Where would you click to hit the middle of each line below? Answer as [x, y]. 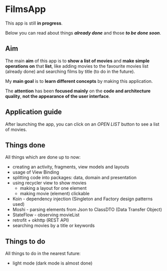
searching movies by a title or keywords [54, 226]
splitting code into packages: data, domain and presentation [74, 178]
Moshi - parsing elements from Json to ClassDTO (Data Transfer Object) [87, 210]
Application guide [34, 112]
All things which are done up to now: [43, 157]
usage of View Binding [36, 172]
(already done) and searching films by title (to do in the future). [70, 71]
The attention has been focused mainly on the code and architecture [78, 91]
